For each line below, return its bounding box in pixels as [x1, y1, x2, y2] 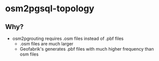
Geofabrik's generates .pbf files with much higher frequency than [19, 46, 154, 52]
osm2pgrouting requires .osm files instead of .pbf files [12, 35, 124, 41]
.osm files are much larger [19, 41, 74, 47]
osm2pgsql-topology [5, 3, 94, 14]
